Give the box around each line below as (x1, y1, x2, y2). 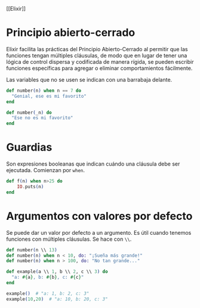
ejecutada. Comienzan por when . (6, 167, 85, 174)
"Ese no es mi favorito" (11, 115, 73, 121)
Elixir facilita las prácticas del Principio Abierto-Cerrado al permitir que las (6, 45, 188, 52)
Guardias (6, 141, 53, 154)
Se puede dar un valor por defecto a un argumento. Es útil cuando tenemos (6, 229, 192, 236)
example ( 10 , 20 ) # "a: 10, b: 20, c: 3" (6, 296, 109, 302)
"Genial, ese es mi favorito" (11, 93, 87, 99)
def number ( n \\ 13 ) (6, 247, 58, 253)
